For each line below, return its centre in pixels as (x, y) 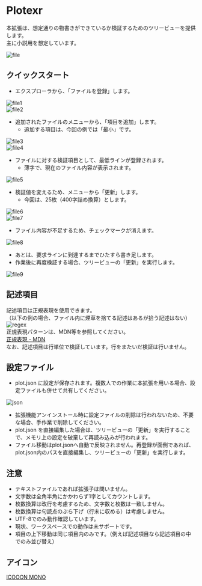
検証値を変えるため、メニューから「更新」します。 (78, 192)
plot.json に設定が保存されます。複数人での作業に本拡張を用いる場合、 (103, 383)
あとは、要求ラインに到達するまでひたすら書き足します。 (86, 255)
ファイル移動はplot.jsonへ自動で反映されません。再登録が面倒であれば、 (104, 445)
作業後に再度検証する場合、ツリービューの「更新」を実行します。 (96, 262)
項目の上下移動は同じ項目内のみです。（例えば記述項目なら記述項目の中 (103, 534)
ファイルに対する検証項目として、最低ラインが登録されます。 (91, 160)
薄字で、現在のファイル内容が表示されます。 (79, 167)
